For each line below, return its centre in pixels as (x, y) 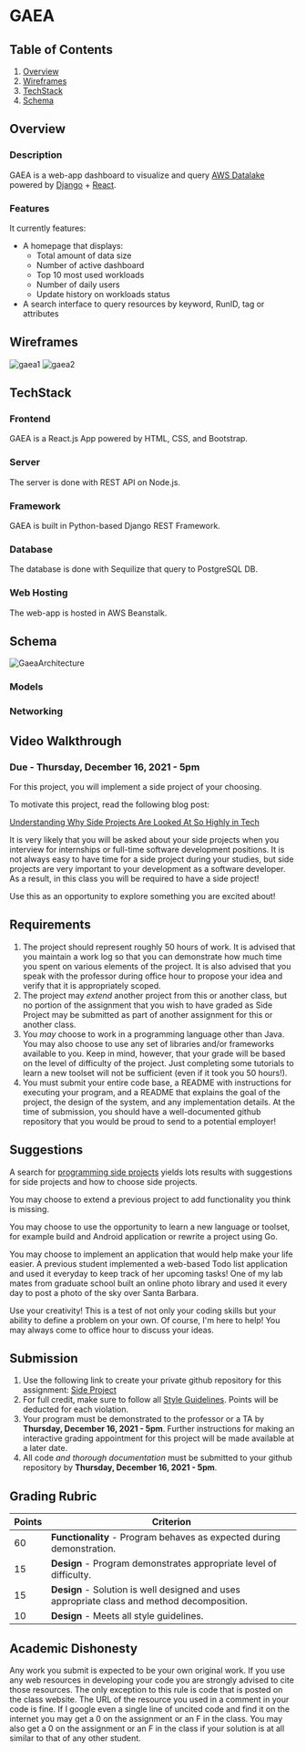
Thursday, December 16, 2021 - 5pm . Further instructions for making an (158, 1429)
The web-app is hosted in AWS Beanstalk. (88, 613)
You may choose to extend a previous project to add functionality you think (150, 1199)
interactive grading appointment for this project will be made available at (158, 1438)
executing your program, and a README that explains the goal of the (151, 1092)
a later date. (45, 1448)
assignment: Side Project (69, 1390)
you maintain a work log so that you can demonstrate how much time (152, 956)
